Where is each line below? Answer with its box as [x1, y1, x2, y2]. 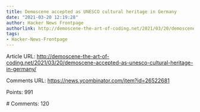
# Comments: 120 [6, 100, 49, 107]
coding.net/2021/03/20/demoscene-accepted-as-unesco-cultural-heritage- [6, 59, 193, 66]
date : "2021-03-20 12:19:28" [6, 14, 79, 20]
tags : [6, 31, 20, 37]
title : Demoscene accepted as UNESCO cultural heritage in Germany [6, 8, 177, 15]
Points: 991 [6, 89, 33, 95]
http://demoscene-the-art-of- [36, 53, 110, 60]
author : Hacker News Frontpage [6, 20, 84, 26]
